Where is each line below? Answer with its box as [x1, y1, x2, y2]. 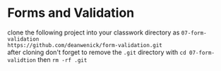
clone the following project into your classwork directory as [7, 28, 180, 37]
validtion [7, 56, 37, 64]
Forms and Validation [7, 5, 135, 21]
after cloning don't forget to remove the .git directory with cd [7, 48, 186, 56]
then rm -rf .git [37, 55, 88, 64]
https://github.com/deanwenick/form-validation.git [7, 41, 162, 49]
